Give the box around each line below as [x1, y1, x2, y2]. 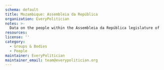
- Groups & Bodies [9, 44, 48, 49]
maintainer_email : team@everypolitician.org [5, 58, 98, 63]
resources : [5, 30, 28, 35]
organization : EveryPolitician [5, 16, 69, 21]
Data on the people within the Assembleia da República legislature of [9, 26, 160, 31]
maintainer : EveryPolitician [5, 53, 65, 58]
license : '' [5, 35, 30, 40]
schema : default [5, 7, 38, 12]
